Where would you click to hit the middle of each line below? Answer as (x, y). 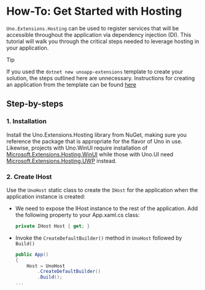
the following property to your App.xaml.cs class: (77, 215)
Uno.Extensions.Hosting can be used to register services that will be (93, 28)
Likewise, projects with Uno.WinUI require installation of (77, 148)
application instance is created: (46, 196)
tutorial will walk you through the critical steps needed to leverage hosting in (103, 41)
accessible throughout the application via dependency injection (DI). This (99, 34)
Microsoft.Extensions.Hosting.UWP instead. (62, 161)
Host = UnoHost (46, 266)
